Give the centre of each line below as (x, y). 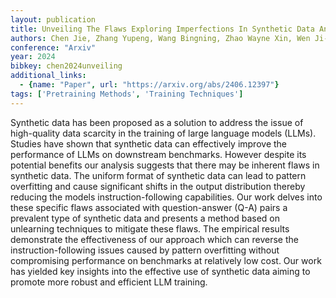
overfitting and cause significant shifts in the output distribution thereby (158, 186)
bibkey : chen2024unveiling (66, 66)
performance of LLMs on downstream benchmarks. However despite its (158, 154)
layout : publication (53, 19)
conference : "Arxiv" (53, 47)
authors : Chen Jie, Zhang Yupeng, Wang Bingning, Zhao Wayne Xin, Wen (160, 38)
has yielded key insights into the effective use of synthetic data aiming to (160, 271)
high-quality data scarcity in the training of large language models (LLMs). (163, 133)
